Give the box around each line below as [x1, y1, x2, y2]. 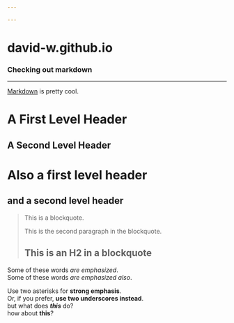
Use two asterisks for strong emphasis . [7, 287, 122, 295]
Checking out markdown [7, 64, 93, 74]
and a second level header [7, 195, 124, 206]
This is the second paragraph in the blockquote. [24, 227, 162, 235]
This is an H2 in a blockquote [24, 247, 152, 259]
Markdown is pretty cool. [7, 87, 79, 96]
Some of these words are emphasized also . [7, 273, 132, 281]
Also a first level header [7, 167, 148, 183]
